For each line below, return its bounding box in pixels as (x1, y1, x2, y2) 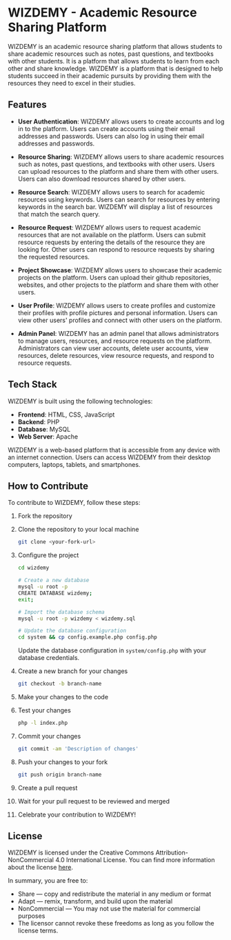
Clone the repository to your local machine (17, 526, 139, 534)
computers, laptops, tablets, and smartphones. (8, 460, 141, 468)
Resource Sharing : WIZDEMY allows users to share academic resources (17, 152, 225, 161)
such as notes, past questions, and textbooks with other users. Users (17, 160, 215, 168)
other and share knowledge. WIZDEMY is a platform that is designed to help (8, 64, 223, 72)
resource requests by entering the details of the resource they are (17, 238, 205, 246)
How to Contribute (8, 480, 89, 492)
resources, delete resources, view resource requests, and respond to (17, 351, 214, 359)
